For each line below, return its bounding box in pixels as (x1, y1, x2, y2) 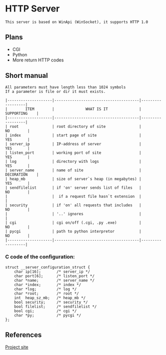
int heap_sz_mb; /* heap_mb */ (14, 295, 86, 300)
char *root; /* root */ (14, 291, 79, 296)
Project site (5, 344, 28, 350)
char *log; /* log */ (14, 287, 77, 292)
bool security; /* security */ (14, 300, 88, 305)
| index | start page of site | (5, 133, 142, 138)
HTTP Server (5, 3, 60, 14)
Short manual (5, 71, 48, 80)
